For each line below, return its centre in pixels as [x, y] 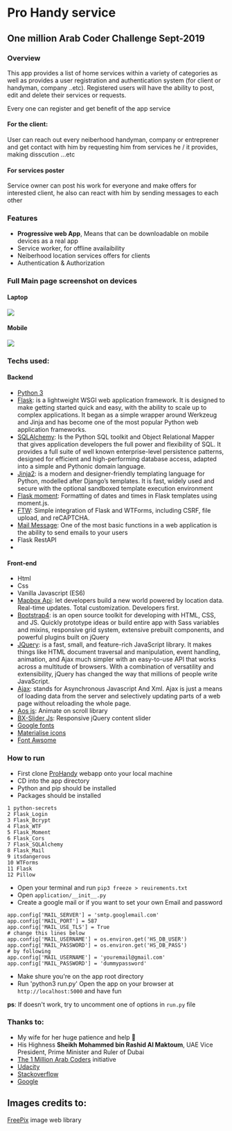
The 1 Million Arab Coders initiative [66, 1059]
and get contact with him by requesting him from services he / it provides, [113, 147]
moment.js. [33, 503]
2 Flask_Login [28, 814]
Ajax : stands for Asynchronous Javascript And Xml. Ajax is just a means [120, 689]
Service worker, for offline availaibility [71, 248]
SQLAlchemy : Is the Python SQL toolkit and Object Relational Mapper [116, 437]
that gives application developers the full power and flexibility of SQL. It [119, 444]
